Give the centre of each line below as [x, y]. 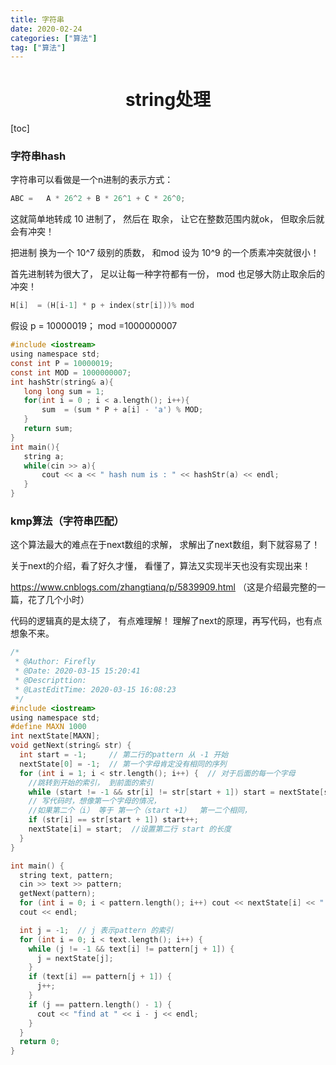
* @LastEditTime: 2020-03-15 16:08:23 [95, 689]
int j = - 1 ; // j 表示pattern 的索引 [96, 930]
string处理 [168, 100]
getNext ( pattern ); [58, 894]
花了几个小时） [58, 600]
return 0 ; [39, 1042]
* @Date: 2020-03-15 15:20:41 [77, 671]
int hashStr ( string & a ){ [62, 382]
